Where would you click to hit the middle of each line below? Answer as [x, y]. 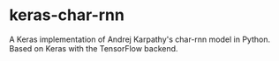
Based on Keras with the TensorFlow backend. [94, 48]
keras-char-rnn [67, 15]
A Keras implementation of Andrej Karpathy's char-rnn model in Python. [140, 39]
